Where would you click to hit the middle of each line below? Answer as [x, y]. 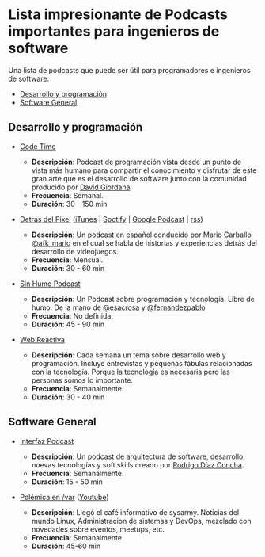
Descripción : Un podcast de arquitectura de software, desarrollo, [138, 456]
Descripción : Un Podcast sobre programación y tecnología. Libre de [143, 299]
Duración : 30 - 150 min [69, 204]
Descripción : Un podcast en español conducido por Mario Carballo [141, 235]
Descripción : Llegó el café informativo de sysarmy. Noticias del [135, 512]
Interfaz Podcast [47, 441]
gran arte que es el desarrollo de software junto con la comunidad [139, 178]
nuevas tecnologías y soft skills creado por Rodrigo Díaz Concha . [138, 464]
